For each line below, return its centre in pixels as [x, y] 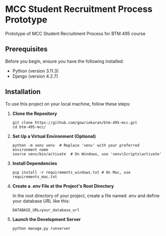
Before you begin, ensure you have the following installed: [65, 61]
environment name [30, 150]
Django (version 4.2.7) [35, 76]
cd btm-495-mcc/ [29, 127]
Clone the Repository [35, 114]
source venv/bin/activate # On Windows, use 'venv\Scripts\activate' [87, 154]
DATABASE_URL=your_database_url [46, 210]
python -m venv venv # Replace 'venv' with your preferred [76, 145]
